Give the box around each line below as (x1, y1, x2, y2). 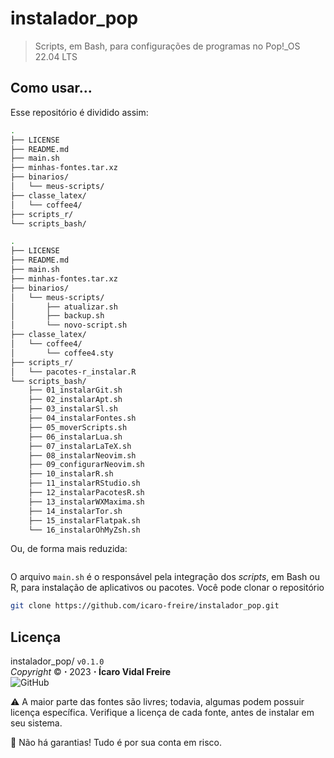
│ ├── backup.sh (10, 311, 105, 321)
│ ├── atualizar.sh (10, 302, 118, 312)
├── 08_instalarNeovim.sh (28, 450, 137, 461)
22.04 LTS (34, 50, 78, 62)
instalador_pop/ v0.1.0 (10, 655, 105, 667)
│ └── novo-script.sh (10, 320, 128, 331)
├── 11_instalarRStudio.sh (28, 478, 141, 489)
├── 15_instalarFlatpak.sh (28, 515, 141, 526)
